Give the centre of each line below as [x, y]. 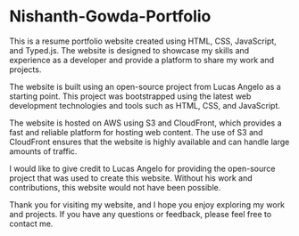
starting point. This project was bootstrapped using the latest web [130, 96]
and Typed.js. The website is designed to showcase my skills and [129, 50]
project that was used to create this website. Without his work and [131, 178]
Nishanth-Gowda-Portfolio [110, 16]
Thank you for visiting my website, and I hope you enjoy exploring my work [147, 204]
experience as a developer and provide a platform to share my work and [142, 60]
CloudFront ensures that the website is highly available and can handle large [149, 142]
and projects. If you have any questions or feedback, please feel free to [141, 214]
